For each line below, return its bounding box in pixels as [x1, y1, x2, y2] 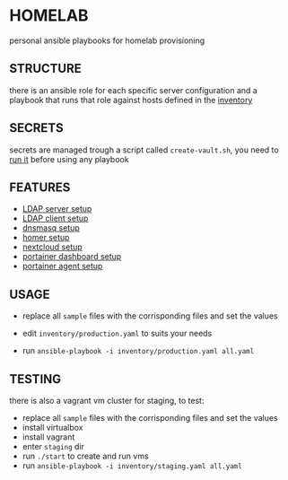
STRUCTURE [9, 61, 83, 76]
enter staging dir [22, 441, 85, 451]
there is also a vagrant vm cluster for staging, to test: [9, 396, 205, 406]
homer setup [22, 232, 70, 243]
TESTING [9, 371, 62, 387]
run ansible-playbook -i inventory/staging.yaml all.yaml [22, 460, 242, 471]
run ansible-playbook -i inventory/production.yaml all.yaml [22, 345, 255, 356]
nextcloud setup [22, 241, 83, 252]
